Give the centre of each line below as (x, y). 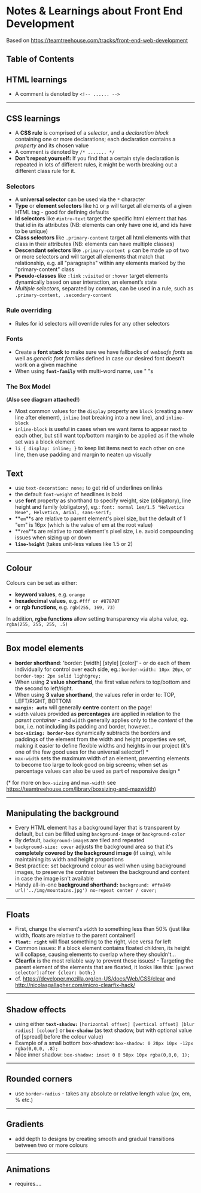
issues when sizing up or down (53, 538)
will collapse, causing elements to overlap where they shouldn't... (95, 954)
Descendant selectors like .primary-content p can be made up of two (102, 250)
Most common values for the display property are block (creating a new (104, 411)
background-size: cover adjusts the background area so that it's (94, 847)
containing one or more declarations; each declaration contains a (95, 139)
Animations (28, 1169)
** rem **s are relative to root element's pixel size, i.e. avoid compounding (104, 531)
